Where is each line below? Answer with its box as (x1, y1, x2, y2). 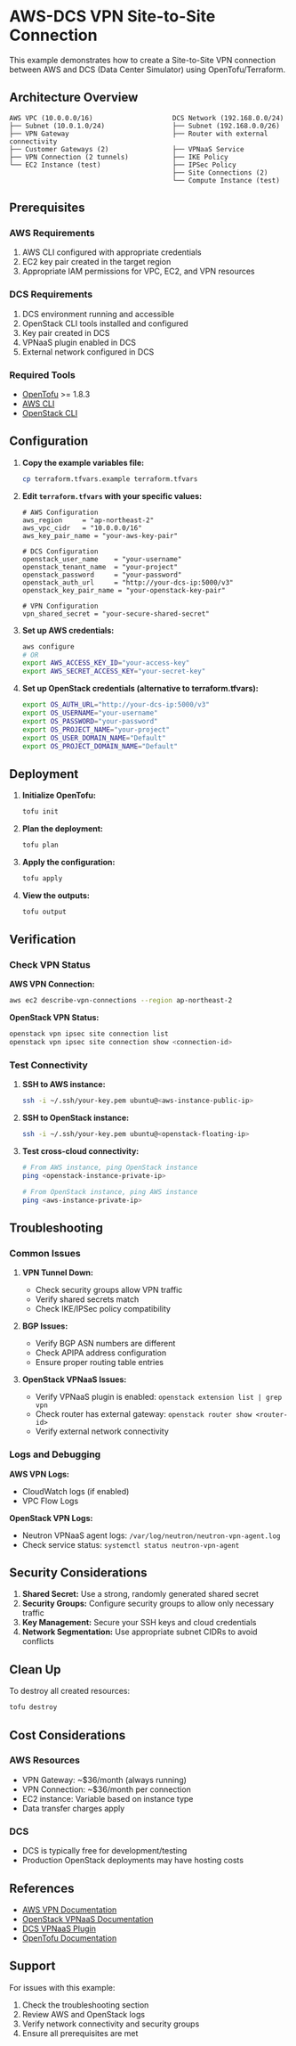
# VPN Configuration (21, 602, 99, 610)
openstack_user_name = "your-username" (21, 554, 182, 563)
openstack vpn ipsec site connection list (9, 1029, 169, 1039)
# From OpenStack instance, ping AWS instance (21, 1187, 198, 1196)
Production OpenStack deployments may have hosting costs (21, 1855, 244, 1866)
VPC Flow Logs (21, 1495, 79, 1506)
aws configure (21, 642, 75, 651)
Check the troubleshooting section (21, 1999, 149, 2010)
